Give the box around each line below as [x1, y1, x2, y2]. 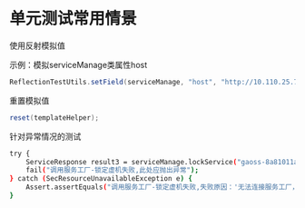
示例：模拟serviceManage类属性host [9, 59, 148, 70]
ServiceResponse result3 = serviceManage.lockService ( [25, 157, 238, 166]
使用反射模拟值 [9, 40, 65, 51]
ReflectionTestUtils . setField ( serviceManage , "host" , [9, 77, 218, 86]
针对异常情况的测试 [9, 131, 82, 142]
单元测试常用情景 [9, 8, 138, 29]
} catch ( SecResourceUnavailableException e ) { [9, 174, 193, 183]
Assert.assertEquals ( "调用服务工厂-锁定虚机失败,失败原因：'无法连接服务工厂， [25, 183, 300, 192]
